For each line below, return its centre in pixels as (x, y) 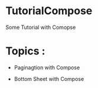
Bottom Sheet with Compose (49, 79)
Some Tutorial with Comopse (41, 27)
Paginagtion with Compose (47, 67)
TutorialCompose (49, 11)
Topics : (25, 51)
